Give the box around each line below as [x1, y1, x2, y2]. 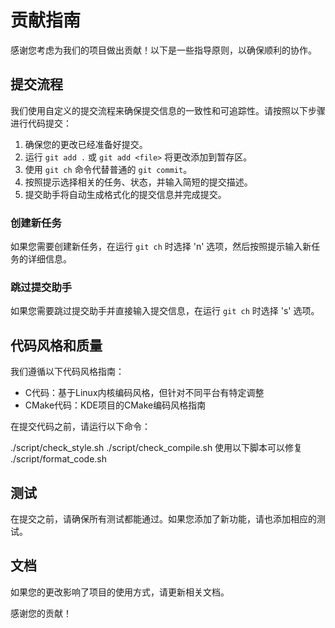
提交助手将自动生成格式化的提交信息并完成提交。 [24, 188, 227, 200]
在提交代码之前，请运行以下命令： [10, 421, 151, 433]
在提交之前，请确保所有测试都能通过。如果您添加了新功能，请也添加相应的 [10, 512, 317, 525]
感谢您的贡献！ [10, 607, 72, 619]
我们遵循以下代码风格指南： [10, 366, 125, 378]
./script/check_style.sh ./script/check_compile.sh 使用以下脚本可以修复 [10, 442, 303, 454]
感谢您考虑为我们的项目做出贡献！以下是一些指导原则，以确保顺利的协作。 [10, 44, 317, 56]
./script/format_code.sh [10, 453, 108, 465]
